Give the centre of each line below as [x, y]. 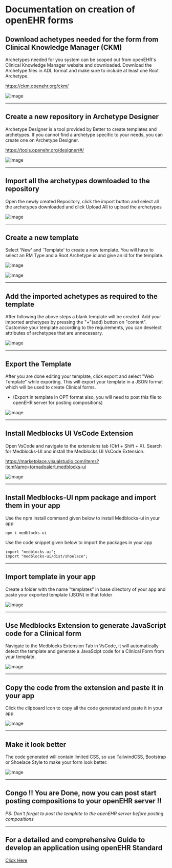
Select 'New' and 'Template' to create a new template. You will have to [80, 250]
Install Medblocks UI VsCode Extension [69, 433]
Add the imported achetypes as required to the [81, 296]
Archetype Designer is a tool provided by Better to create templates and [81, 129]
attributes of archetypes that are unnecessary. [54, 333]
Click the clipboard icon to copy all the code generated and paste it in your [84, 708]
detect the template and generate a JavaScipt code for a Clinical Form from [85, 651]
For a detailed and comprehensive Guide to [75, 840]
